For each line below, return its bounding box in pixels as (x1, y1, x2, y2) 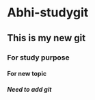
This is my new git (7, 32, 86, 44)
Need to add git (7, 85, 52, 93)
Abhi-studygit (7, 5, 89, 21)
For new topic (7, 70, 46, 78)
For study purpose (7, 53, 70, 62)
